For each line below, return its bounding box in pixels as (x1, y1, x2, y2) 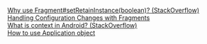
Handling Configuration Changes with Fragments (7, 13, 150, 22)
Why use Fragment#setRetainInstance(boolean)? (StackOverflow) (7, 6, 200, 14)
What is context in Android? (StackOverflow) (7, 21, 138, 29)
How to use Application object (7, 28, 96, 37)
